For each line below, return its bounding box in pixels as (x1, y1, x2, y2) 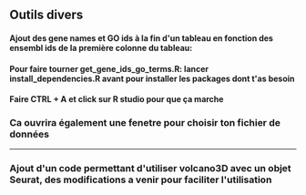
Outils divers (9, 7, 84, 23)
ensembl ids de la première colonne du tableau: (9, 42, 193, 53)
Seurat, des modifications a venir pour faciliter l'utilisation (9, 173, 272, 186)
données (9, 128, 50, 140)
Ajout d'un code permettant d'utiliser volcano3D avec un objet (9, 162, 291, 175)
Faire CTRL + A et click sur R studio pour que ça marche (9, 94, 224, 105)
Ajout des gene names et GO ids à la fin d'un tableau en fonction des (9, 32, 273, 44)
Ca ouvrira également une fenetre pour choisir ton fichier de (9, 117, 280, 129)
